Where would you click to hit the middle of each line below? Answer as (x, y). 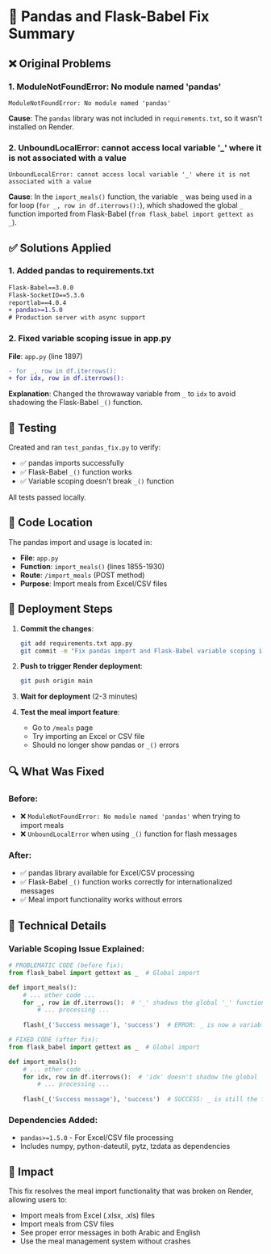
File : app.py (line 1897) (46, 356)
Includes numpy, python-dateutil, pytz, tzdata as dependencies (125, 1146)
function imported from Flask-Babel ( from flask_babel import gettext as (131, 214)
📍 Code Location (50, 523)
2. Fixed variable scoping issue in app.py (90, 339)
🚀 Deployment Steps (60, 609)
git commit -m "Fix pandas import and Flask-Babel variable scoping (138, 651)
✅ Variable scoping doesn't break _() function (97, 481)
